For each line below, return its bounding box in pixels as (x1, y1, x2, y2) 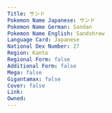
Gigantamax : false (7, 75, 61, 83)
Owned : (7, 95, 27, 102)
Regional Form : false (7, 56, 71, 63)
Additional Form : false (7, 62, 77, 69)
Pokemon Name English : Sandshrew (7, 29, 105, 37)
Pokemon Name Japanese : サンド (7, 17, 96, 24)
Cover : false (7, 82, 45, 89)
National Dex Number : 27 (7, 43, 80, 50)
